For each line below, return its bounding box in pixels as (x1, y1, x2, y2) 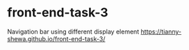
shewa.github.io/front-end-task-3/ (7, 34, 106, 42)
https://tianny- (140, 27, 182, 36)
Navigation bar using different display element (7, 27, 140, 36)
